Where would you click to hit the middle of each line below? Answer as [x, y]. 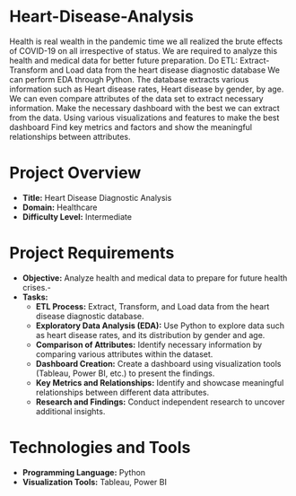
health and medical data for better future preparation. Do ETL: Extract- [139, 60]
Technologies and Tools [100, 448]
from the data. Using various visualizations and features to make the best [144, 117]
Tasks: [35, 297]
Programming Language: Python [84, 472]
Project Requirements [92, 253]
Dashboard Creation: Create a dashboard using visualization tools [158, 363]
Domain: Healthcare [60, 207]
